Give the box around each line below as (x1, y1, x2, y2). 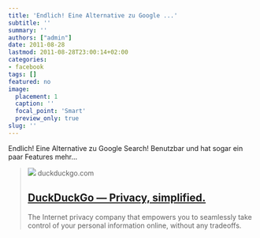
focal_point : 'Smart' (15, 108, 87, 115)
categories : (8, 56, 47, 64)
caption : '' (15, 100, 55, 108)
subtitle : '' (8, 19, 51, 27)
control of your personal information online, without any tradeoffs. (27, 221, 242, 230)
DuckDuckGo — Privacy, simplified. (27, 191, 206, 205)
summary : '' (8, 26, 47, 34)
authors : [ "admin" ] (8, 33, 72, 42)
